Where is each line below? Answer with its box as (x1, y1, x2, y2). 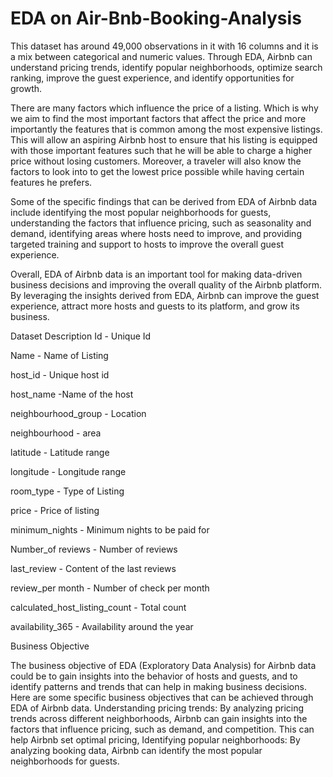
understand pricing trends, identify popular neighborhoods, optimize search (10, 61, 323, 73)
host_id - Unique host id (10, 368, 110, 381)
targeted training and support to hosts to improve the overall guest (10, 238, 284, 250)
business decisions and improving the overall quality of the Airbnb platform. (10, 278, 323, 291)
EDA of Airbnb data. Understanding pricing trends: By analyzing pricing (10, 702, 305, 714)
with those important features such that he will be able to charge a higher (10, 144, 313, 156)
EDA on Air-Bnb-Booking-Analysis (10, 7, 302, 30)
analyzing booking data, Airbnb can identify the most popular (10, 744, 263, 756)
